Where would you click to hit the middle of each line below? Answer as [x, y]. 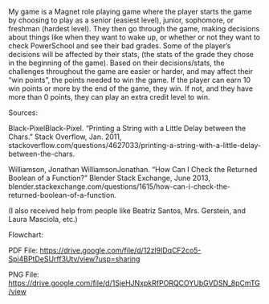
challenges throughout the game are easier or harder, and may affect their [131, 71]
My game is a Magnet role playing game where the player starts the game [130, 12]
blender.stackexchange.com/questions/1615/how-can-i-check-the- [120, 187]
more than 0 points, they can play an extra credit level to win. [109, 97]
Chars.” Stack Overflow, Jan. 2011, [65, 137]
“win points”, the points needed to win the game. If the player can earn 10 [130, 80]
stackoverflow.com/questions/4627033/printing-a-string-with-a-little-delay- [135, 145]
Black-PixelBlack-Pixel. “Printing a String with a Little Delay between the [127, 128]
